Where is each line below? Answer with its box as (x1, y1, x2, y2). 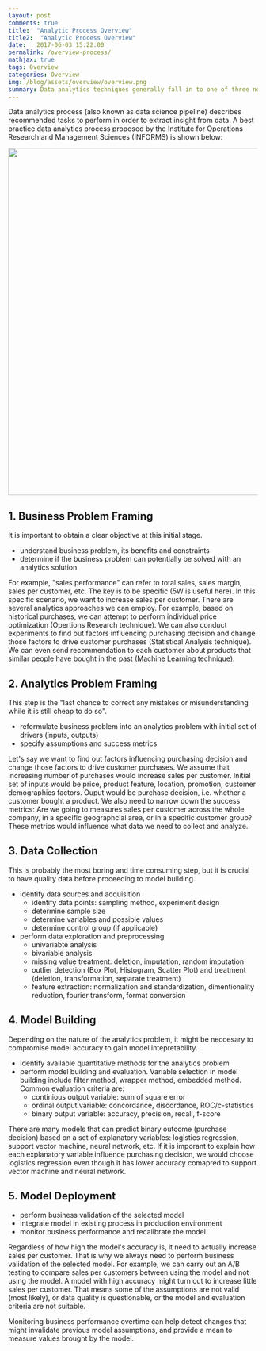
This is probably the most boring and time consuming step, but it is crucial (8, 865, 250, 875)
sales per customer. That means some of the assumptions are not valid (8, 1284, 240, 1294)
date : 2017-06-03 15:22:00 (8, 41, 104, 49)
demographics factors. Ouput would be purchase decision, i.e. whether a (8, 788, 247, 797)
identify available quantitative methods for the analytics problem (19, 1058, 230, 1068)
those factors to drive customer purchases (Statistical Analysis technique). (8, 637, 252, 647)
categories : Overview (8, 71, 80, 79)
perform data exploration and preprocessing (19, 931, 165, 941)
